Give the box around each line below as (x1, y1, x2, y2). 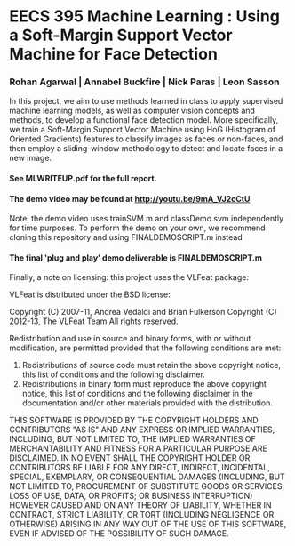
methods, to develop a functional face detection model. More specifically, (9, 115, 279, 125)
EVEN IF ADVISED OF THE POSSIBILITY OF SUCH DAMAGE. (9, 528, 229, 539)
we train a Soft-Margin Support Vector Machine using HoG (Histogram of (9, 124, 276, 135)
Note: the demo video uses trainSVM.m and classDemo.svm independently (9, 213, 284, 224)
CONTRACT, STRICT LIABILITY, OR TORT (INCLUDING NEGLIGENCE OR (9, 510, 275, 520)
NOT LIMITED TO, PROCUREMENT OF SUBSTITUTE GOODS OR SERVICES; (9, 481, 285, 492)
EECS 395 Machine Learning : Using (9, 6, 280, 27)
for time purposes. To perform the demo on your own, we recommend (9, 222, 266, 233)
